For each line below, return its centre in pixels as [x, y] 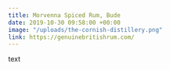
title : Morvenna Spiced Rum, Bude [65, 15]
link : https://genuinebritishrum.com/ [71, 37]
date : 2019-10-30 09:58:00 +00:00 [65, 23]
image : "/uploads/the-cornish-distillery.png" [85, 30]
